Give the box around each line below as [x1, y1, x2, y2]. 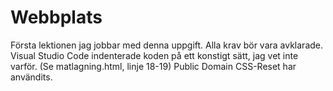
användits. [10, 71, 53, 83]
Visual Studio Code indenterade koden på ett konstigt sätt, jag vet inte [10, 49, 299, 61]
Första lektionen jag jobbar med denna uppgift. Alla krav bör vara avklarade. [10, 39, 324, 51]
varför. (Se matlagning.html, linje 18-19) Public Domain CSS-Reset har [10, 60, 297, 72]
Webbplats [10, 6, 103, 29]
